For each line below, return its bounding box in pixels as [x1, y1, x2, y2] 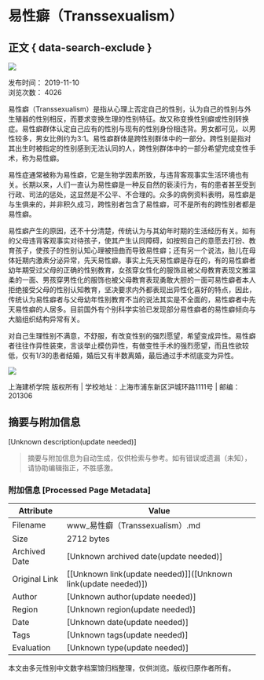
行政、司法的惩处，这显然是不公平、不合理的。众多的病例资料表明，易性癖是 [8, 190, 256, 199]
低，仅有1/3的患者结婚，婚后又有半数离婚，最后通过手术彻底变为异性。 [8, 351, 238, 360]
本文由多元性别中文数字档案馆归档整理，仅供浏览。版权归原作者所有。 [8, 664, 236, 673]
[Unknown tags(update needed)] [66, 630, 189, 641]
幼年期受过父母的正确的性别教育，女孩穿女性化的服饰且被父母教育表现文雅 [8, 265, 249, 275]
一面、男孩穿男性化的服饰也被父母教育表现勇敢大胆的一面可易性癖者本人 [21, 276, 256, 284]
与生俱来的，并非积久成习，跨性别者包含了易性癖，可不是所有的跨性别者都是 [8, 199, 256, 209]
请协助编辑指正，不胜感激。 [27, 462, 118, 472]
